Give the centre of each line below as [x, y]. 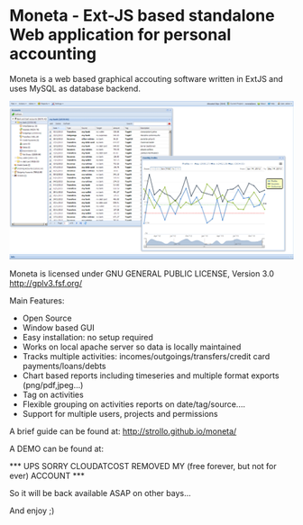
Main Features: [37, 300]
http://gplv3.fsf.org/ [46, 283]
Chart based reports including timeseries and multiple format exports [151, 376]
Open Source [47, 318]
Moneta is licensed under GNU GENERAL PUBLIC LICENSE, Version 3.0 [142, 273]
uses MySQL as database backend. [75, 88]
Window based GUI [58, 327]
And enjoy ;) [32, 511]
